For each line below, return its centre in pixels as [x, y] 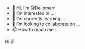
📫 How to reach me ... [35, 30]
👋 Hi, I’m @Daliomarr [33, 8]
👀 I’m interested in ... [33, 13]
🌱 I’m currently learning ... [39, 18]
